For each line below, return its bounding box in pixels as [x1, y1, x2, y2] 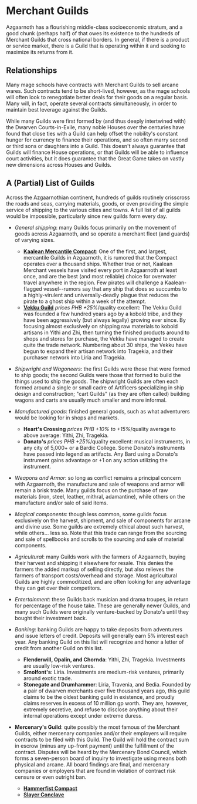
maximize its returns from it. [6, 48, 74, 55]
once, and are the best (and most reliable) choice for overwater [23, 273, 176, 280]
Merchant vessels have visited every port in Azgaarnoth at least [23, 266, 178, 274]
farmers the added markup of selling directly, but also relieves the [14, 566, 174, 573]
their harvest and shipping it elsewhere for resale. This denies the [14, 559, 173, 566]
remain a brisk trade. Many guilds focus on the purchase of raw [14, 486, 168, 494]
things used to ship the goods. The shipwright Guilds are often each [14, 378, 179, 385]
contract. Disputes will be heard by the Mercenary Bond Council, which [14, 748, 187, 755]
